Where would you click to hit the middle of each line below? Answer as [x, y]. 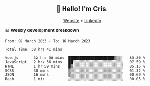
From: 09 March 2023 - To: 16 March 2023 [48, 41]
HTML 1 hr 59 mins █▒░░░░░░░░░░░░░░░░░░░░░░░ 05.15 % [75, 66]
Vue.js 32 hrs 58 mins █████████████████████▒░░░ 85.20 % [75, 58]
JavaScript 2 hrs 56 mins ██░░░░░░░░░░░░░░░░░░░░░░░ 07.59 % [75, 62]
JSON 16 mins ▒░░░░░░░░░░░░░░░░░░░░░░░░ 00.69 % [75, 75]
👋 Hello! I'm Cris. [82, 9]
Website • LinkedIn [82, 20]
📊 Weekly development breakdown [42, 30]
